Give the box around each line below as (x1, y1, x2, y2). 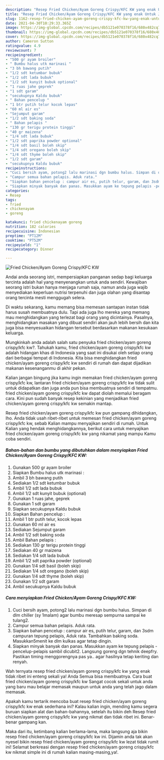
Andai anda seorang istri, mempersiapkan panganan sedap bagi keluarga (5, 274, 152, 280)
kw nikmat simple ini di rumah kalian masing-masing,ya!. (5, 749, 119, 755)
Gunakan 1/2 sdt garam (12, 578, 60, 585)
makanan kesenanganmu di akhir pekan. (5, 365, 87, 371)
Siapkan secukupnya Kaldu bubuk (12, 506, 81, 512)
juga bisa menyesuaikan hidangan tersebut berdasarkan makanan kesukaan (5, 325, 158, 331)
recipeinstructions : (5, 166, 48, 171)
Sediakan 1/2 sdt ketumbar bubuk (12, 480, 80, 486)
